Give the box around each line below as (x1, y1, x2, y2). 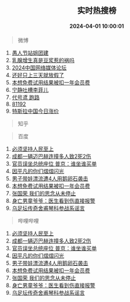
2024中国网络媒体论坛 (11, 64, 67, 71)
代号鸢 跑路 (11, 94, 40, 101)
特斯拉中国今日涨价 (11, 107, 59, 115)
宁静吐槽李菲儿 (11, 86, 49, 93)
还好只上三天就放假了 (11, 71, 64, 78)
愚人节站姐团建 (11, 49, 49, 56)
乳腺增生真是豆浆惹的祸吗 (11, 56, 75, 63)
